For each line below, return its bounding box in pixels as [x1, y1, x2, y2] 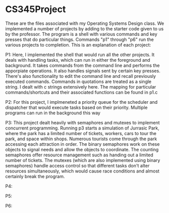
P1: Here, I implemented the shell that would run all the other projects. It [5, 52, 155, 58]
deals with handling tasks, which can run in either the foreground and [5, 57, 151, 63]
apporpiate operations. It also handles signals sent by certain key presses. [5, 67, 161, 74]
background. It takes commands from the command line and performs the [5, 62, 160, 68]
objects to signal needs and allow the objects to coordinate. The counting [5, 146, 159, 152]
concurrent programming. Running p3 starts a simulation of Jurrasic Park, [5, 125, 160, 131]
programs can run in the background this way [5, 110, 100, 116]
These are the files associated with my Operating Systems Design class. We [5, 20, 164, 26]
